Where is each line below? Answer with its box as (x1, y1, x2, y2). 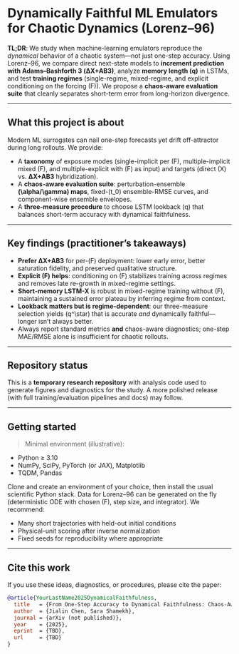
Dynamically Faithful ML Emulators (7, 5, 218, 21)
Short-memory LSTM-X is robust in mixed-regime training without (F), (17, 287, 225, 295)
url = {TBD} (14, 634, 62, 641)
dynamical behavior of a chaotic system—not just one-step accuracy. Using (7, 51, 230, 60)
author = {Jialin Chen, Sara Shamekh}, (14, 608, 135, 615)
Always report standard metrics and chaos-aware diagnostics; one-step (17, 325, 230, 333)
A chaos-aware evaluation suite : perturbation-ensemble (17, 180, 186, 188)
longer (17, 317, 37, 325)
